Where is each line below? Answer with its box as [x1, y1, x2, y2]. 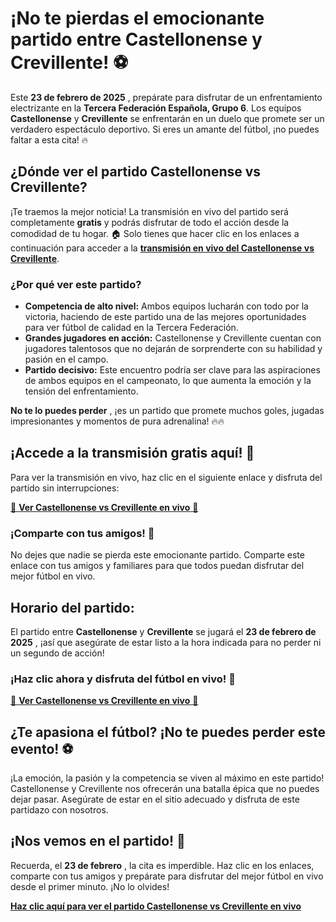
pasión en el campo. [24, 353, 109, 366]
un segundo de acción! [10, 647, 105, 659]
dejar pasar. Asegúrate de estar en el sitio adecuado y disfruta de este [10, 793, 300, 806]
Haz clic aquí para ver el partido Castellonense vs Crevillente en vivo [10, 900, 302, 912]
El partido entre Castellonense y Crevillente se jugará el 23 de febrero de [10, 625, 317, 637]
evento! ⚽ [10, 740, 74, 757]
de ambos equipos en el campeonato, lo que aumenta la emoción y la [24, 375, 312, 387]
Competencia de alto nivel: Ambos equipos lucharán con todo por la [24, 300, 309, 312]
